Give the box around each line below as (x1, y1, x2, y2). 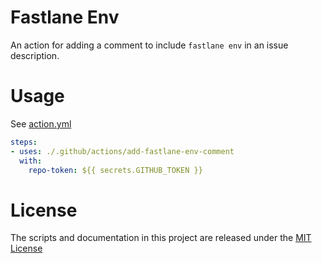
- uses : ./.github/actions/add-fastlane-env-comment (10, 146, 235, 156)
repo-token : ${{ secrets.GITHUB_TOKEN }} (28, 165, 203, 175)
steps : (10, 137, 38, 147)
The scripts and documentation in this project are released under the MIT (10, 232, 312, 244)
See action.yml (10, 117, 72, 130)
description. (10, 49, 60, 61)
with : (19, 156, 43, 166)
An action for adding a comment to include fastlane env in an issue (10, 39, 289, 51)
